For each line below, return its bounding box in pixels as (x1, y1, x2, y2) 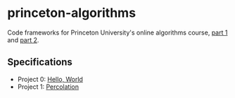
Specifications (7, 56, 72, 68)
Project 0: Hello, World (17, 75, 83, 83)
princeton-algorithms (7, 5, 136, 21)
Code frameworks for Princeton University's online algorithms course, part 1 (7, 28, 228, 37)
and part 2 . (7, 35, 39, 44)
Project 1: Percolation (17, 82, 80, 91)
